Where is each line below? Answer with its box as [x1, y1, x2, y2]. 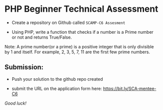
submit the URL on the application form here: [11, 86, 102, 91]
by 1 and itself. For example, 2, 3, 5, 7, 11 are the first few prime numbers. [4, 49, 150, 55]
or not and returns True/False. [11, 34, 72, 40]
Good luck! [4, 100, 27, 106]
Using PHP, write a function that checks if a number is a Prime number [11, 29, 154, 35]
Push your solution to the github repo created [11, 76, 103, 82]
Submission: [4, 63, 44, 71]
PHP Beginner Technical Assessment [4, 3, 159, 15]
